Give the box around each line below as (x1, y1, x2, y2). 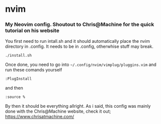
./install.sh (5, 53, 32, 58)
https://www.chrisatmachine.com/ (5, 114, 74, 120)
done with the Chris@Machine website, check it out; (5, 108, 111, 114)
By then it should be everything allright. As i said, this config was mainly (5, 103, 151, 109)
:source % (5, 94, 26, 99)
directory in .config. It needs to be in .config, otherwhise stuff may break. (5, 43, 154, 50)
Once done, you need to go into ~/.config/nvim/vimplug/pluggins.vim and (5, 62, 157, 67)
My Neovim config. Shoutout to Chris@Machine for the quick (5, 21, 154, 28)
